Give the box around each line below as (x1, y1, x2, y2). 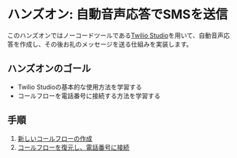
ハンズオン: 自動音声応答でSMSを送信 (7, 6, 229, 23)
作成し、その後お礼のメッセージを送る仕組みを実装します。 (19, 39, 193, 48)
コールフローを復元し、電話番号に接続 (17, 142, 129, 152)
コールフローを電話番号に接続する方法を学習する (17, 91, 161, 99)
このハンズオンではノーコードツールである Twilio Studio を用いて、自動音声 (7, 31, 224, 39)
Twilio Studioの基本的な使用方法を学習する (17, 83, 143, 91)
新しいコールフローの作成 (17, 134, 93, 142)
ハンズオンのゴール (7, 63, 91, 75)
